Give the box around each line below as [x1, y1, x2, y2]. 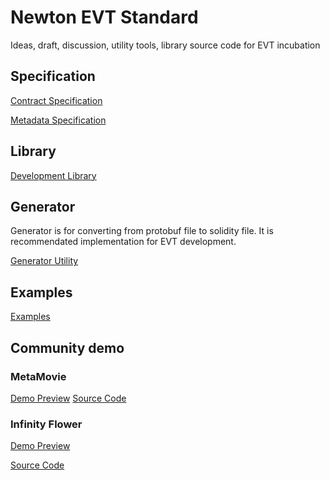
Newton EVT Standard [10, 6, 199, 29]
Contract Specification [10, 94, 103, 106]
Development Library [10, 169, 97, 181]
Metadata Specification [10, 114, 107, 126]
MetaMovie [10, 369, 67, 383]
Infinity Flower [10, 417, 83, 431]
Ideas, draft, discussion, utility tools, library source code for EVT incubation [10, 39, 321, 51]
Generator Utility [10, 255, 79, 267]
